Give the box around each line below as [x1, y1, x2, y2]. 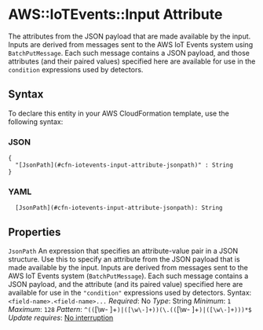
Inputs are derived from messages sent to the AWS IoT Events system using [8, 39, 254, 49]
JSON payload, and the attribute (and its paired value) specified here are [8, 280, 243, 289]
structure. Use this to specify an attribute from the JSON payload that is [8, 255, 241, 264]
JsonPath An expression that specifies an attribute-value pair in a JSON [8, 246, 238, 256]
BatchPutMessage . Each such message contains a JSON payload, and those [8, 48, 250, 57]
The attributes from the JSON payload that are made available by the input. [8, 31, 251, 41]
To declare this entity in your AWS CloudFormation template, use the [8, 108, 229, 118]
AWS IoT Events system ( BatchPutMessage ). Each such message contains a [8, 271, 249, 280]
